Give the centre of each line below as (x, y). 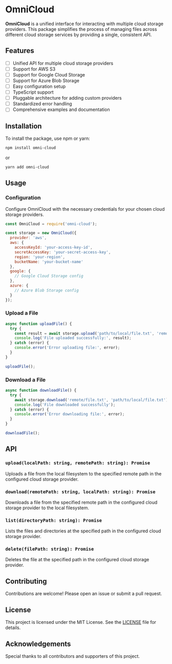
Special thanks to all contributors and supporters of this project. (72, 656)
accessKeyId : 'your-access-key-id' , (54, 248)
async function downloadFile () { (41, 391)
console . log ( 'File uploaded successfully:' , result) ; (73, 338)
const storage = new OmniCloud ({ (41, 233)
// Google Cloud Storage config (49, 276)
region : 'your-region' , (40, 257)
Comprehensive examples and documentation (61, 109)
